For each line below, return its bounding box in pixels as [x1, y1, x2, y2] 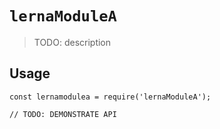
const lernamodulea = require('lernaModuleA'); [9, 92, 212, 102]
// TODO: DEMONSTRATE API [9, 109, 117, 119]
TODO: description [33, 36, 112, 48]
